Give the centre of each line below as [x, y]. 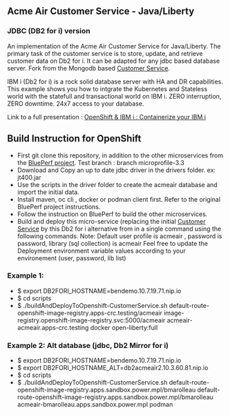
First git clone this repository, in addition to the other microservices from [120, 155]
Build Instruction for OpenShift [74, 138]
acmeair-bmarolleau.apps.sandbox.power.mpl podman [95, 405]
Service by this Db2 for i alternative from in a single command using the [119, 229]
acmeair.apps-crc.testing [53, 327]
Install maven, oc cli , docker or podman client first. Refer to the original [119, 199]
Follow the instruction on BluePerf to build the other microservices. [112, 214]
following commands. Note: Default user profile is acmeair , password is [119, 236]
